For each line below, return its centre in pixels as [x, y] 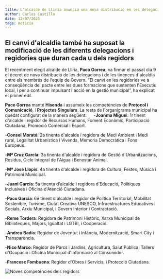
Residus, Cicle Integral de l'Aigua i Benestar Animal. [57, 160]
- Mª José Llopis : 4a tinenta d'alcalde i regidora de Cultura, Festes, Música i [81, 169]
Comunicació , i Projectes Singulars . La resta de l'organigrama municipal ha [81, 110]
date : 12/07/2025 [23, 18]
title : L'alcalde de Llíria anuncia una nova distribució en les [72, 9]
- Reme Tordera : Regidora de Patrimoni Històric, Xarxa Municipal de [73, 218]
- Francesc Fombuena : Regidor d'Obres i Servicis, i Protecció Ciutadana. [78, 262]
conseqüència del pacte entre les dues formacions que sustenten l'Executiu [81, 85]
